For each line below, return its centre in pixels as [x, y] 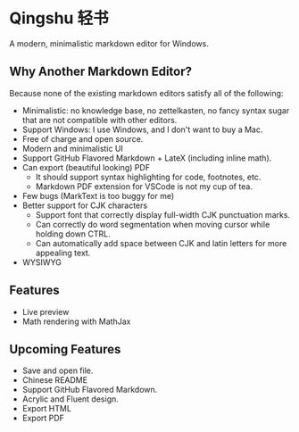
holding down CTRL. [73, 234]
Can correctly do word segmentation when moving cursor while [153, 224]
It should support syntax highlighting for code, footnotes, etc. [148, 177]
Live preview [46, 312]
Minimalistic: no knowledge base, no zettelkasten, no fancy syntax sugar [156, 110]
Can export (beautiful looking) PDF [86, 167]
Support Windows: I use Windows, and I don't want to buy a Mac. [142, 129]
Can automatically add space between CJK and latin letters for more [161, 243]
